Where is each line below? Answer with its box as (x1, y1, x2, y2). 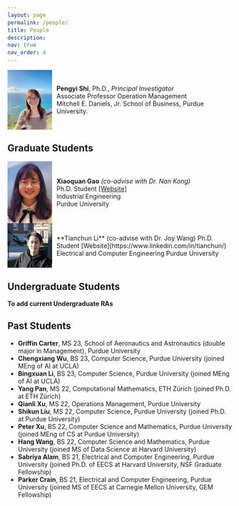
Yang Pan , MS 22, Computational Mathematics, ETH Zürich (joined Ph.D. (17, 384, 232, 393)
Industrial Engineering (56, 192, 121, 200)
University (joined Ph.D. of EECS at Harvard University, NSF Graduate (17, 460, 223, 468)
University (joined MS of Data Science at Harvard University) (17, 445, 197, 453)
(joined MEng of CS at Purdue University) (17, 430, 140, 438)
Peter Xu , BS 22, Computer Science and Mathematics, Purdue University (17, 422, 233, 430)
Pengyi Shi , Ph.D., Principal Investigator (56, 84, 174, 93)
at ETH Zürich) (17, 392, 61, 401)
